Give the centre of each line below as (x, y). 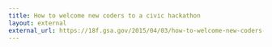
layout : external (38, 23)
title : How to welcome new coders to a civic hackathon (104, 16)
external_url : (32, 30)
